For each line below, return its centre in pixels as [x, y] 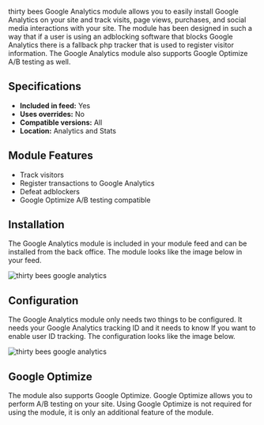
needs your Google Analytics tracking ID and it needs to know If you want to [132, 328]
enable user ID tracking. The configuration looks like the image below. [122, 337]
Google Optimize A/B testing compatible [85, 200]
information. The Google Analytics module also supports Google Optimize [128, 53]
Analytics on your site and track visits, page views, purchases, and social [127, 20]
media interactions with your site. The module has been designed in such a [130, 28]
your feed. [25, 261]
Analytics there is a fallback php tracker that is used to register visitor [121, 45]
